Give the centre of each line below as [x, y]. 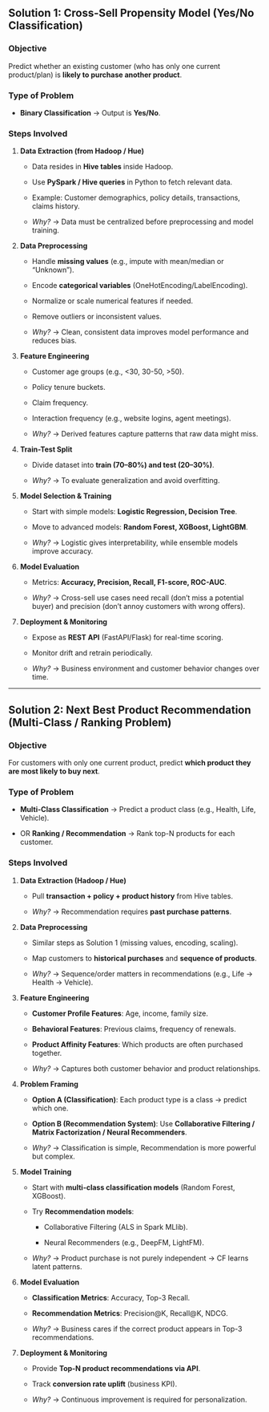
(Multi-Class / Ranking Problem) [90, 722]
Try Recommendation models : [83, 1211]
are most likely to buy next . [54, 771]
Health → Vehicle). [62, 982]
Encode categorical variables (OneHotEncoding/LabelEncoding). [140, 286]
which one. [50, 1108]
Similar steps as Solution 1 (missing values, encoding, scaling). [135, 943]
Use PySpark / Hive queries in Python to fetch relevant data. [132, 182]
